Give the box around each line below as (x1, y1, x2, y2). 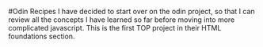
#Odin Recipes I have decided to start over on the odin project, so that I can (8, 7, 255, 16)
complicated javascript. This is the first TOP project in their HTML (8, 23, 222, 32)
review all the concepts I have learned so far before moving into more (8, 15, 235, 24)
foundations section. (8, 31, 75, 41)
